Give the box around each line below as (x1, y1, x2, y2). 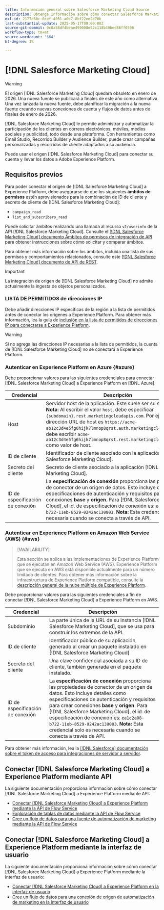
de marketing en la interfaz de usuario (12, 899, 89, 905)
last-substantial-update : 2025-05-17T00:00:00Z (5, 21, 104, 26)
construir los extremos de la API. (49, 629, 123, 636)
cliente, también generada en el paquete (49, 663, 142, 670)
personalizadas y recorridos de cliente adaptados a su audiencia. (5, 141, 137, 147)
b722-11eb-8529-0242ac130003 (49, 722, 117, 727)
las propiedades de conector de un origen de (49, 684, 153, 691)
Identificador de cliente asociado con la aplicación (46, 450, 161, 457)
